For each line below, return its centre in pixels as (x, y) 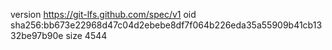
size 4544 (86, 35)
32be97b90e (37, 35)
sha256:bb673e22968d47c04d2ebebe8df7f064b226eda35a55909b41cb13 (166, 25)
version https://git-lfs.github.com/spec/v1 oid (103, 14)
